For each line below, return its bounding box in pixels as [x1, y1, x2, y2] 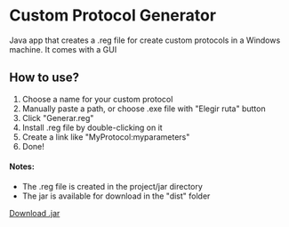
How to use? [9, 70, 80, 85]
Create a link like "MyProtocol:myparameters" [21, 131, 190, 142]
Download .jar [9, 207, 60, 218]
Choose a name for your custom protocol [21, 93, 173, 104]
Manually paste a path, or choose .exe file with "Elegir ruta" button [21, 103, 266, 114]
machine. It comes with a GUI [9, 44, 117, 54]
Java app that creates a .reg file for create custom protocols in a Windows [9, 35, 281, 45]
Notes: [9, 161, 36, 172]
